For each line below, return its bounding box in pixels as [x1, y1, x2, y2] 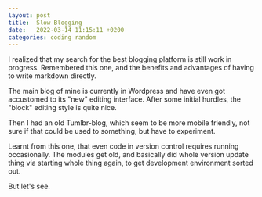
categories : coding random [8, 33, 96, 41]
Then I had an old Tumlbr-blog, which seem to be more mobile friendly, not [8, 118, 250, 127]
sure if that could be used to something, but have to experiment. [8, 127, 216, 136]
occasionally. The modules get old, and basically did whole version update [8, 150, 249, 159]
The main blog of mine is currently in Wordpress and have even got [8, 87, 226, 96]
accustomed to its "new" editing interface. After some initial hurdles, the [8, 95, 242, 104]
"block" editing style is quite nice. [8, 103, 117, 113]
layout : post [8, 11, 51, 20]
